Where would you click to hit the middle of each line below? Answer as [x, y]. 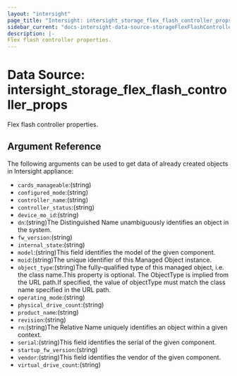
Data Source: [46, 75]
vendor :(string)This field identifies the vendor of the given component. [119, 357]
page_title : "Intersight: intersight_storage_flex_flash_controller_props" [121, 20]
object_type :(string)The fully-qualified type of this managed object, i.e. [121, 267]
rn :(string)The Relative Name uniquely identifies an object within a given [122, 327]
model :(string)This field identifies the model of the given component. [116, 252]
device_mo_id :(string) [48, 214]
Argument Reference [54, 146]
